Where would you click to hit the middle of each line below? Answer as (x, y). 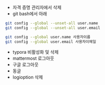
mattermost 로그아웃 (33, 58)
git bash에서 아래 (30, 14)
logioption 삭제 (28, 77)
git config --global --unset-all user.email (53, 28)
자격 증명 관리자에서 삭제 (37, 7)
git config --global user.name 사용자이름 (48, 37)
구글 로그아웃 (25, 64)
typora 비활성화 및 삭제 (36, 52)
